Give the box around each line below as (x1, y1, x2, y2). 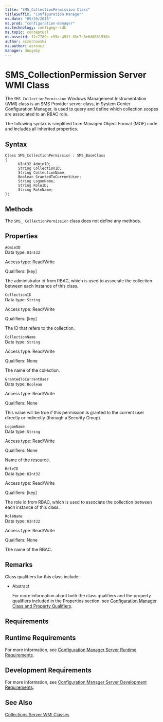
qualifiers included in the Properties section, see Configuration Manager (12, 598, 157, 604)
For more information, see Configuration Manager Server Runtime (5, 647, 137, 653)
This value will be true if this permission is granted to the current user (5, 409, 145, 415)
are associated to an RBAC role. (5, 111, 69, 117)
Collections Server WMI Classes (5, 711, 70, 717)
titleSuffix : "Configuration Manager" (5, 12, 84, 17)
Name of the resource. (5, 457, 50, 463)
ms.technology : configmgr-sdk (5, 25, 67, 30)
